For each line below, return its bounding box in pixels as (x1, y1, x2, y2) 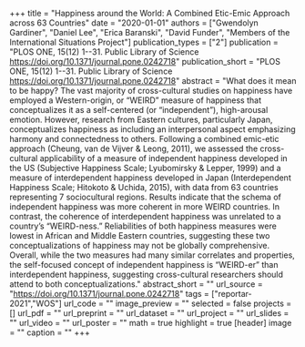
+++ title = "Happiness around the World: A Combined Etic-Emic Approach (9, 8, 290, 18)
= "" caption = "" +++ (9, 327, 91, 338)
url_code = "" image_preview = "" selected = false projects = (63, 298, 292, 309)
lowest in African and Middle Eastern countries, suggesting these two (9, 230, 270, 240)
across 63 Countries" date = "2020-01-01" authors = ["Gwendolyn (9, 17, 259, 28)
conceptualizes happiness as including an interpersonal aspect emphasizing (9, 124, 296, 135)
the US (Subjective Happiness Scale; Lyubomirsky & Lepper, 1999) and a (9, 163, 281, 173)
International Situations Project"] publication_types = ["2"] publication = (9, 36, 280, 47)
